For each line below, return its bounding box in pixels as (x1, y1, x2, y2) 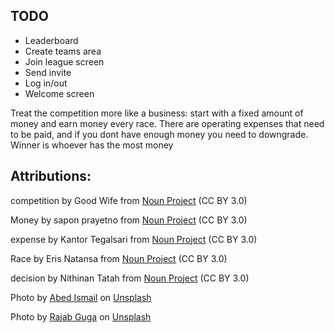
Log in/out (24, 77, 68, 89)
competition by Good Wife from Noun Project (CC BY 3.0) (10, 194, 248, 206)
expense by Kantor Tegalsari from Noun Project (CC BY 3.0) (10, 233, 258, 245)
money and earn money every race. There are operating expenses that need (10, 117, 325, 129)
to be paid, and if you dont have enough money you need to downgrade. (10, 128, 309, 140)
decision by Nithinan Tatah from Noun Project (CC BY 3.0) (10, 272, 250, 284)
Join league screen (24, 55, 105, 68)
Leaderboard (24, 34, 79, 46)
